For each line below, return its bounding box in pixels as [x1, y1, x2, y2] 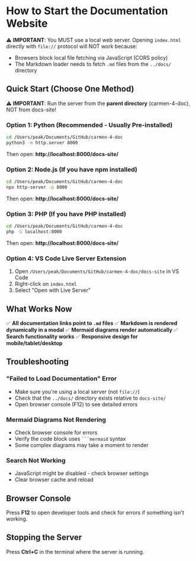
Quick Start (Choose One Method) [6, 84, 134, 94]
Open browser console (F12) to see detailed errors [14, 400, 138, 407]
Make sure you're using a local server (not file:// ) [14, 388, 140, 395]
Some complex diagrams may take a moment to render [14, 441, 149, 448]
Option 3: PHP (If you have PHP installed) [6, 209, 126, 218]
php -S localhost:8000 [6, 229, 62, 235]
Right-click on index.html [14, 280, 77, 288]
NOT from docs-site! [6, 106, 56, 113]
